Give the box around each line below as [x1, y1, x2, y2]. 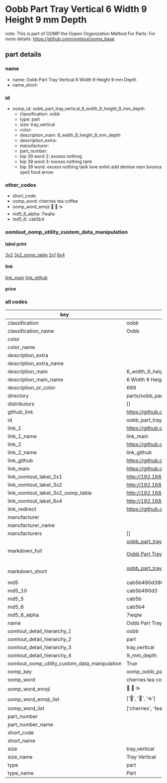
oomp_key [7, 668, 32, 675]
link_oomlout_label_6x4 [7, 498, 63, 505]
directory [7, 392, 29, 399]
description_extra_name [7, 360, 64, 367]
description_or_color [7, 385, 56, 391]
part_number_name [7, 721, 53, 728]
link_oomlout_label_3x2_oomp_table [7, 490, 92, 497]
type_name [7, 770, 34, 777]
